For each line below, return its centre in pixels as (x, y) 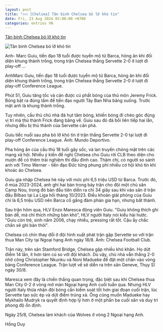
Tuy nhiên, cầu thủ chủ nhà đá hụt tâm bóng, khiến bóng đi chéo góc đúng (80, 115)
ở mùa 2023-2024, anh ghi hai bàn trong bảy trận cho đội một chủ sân (76, 185)
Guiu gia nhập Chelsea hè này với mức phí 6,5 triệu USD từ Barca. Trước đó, (81, 180)
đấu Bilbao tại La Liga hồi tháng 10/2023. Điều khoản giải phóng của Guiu (79, 195)
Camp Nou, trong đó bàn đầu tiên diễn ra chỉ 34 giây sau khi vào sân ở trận (80, 190)
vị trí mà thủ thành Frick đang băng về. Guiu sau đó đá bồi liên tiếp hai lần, (79, 120)
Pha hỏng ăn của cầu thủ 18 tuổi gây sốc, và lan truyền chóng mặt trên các (80, 149)
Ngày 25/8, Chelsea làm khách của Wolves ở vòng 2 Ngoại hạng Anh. (75, 315)
